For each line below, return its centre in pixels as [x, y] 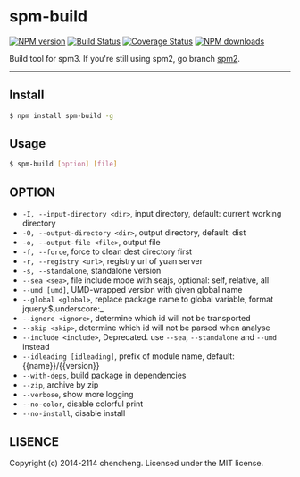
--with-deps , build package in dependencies [104, 375]
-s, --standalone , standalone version [92, 271]
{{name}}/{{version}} [61, 366]
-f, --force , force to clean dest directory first [107, 251]
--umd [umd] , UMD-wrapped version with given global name [132, 290]
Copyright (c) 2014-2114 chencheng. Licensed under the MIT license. [137, 463]
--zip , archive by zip [60, 385]
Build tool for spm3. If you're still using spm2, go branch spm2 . [125, 58]
